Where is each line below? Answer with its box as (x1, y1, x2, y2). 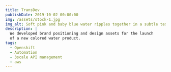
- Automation (10, 50, 38, 55)
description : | (5, 26, 38, 31)
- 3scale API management (10, 54, 63, 60)
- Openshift (10, 45, 36, 50)
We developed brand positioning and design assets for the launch (10, 31, 154, 36)
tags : (5, 41, 17, 46)
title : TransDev (5, 7, 40, 13)
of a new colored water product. (10, 36, 81, 41)
